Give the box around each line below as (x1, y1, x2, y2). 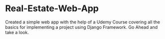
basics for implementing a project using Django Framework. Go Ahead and (5, 24, 158, 30)
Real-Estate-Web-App (5, 3, 99, 14)
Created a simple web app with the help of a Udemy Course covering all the (5, 19, 161, 25)
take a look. (5, 29, 29, 35)
